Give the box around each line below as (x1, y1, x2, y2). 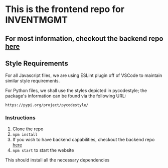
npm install (12, 132, 38, 137)
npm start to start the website (12, 147, 74, 153)
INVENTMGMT (5, 14, 68, 26)
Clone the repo (12, 126, 44, 132)
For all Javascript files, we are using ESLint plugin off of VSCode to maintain (5, 72, 162, 78)
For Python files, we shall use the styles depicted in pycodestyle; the (5, 88, 147, 94)
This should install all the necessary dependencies (5, 157, 110, 163)
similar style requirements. (5, 78, 60, 84)
